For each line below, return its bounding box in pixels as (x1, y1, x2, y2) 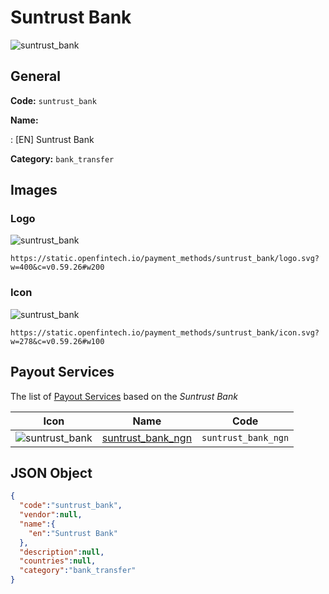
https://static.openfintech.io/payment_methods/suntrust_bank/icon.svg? (10, 327, 320, 338)
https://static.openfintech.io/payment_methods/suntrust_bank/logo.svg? (10, 254, 320, 264)
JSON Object (10, 464, 93, 481)
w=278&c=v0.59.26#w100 (10, 336, 105, 346)
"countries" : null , (19, 556, 97, 566)
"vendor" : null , (19, 510, 83, 520)
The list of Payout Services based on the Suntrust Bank (10, 390, 238, 402)
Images (10, 182, 58, 199)
